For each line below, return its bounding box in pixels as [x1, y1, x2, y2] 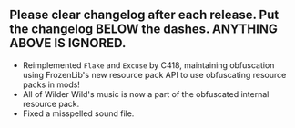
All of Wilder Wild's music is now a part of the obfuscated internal [22, 88, 270, 99]
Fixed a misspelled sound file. [22, 108, 135, 119]
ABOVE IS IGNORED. [9, 35, 127, 51]
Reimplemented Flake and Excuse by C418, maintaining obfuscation [22, 59, 275, 71]
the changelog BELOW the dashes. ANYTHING [9, 22, 278, 37]
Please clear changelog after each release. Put [9, 7, 280, 23]
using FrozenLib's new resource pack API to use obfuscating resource [22, 69, 287, 80]
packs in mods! [22, 79, 80, 90]
